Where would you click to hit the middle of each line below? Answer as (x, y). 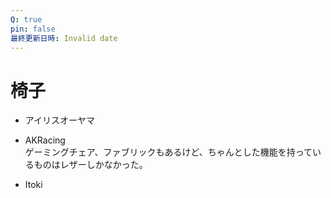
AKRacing (45, 140)
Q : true (26, 19)
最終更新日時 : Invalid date (64, 38)
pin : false (33, 29)
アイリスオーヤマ (60, 120)
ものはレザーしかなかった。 (90, 165)
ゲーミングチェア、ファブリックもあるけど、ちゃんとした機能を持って (168, 152)
